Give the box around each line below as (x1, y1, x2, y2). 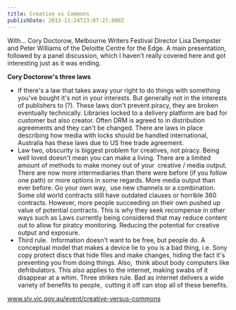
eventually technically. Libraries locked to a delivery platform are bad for (17, 108, 228, 117)
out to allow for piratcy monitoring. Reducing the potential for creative (17, 221, 220, 229)
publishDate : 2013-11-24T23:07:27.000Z (7, 17, 125, 24)
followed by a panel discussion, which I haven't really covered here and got (7, 51, 226, 60)
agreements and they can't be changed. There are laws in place (17, 123, 203, 132)
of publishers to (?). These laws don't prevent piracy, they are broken (17, 101, 218, 109)
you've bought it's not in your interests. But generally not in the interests (17, 93, 228, 102)
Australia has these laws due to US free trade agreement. (17, 138, 185, 147)
